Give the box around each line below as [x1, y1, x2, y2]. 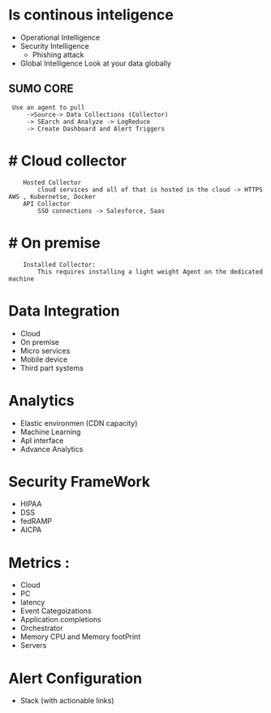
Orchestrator [19, 623, 63, 634]
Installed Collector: [23, 260, 96, 268]
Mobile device [19, 354, 68, 364]
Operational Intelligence [19, 32, 101, 42]
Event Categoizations [19, 606, 92, 616]
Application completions [19, 615, 101, 625]
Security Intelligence [19, 41, 89, 50]
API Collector [23, 200, 71, 208]
